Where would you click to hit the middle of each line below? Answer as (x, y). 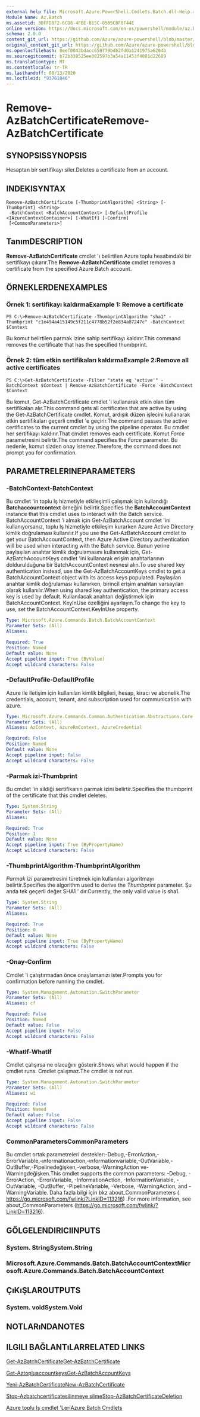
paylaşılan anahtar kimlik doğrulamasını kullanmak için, (74, 552)
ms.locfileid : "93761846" (38, 78)
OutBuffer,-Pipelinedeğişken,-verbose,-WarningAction (73, 1167)
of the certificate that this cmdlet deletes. (57, 795)
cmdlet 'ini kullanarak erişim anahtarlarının (112, 558)
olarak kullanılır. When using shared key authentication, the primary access (97, 590)
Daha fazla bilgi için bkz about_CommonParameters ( (115, 1193)
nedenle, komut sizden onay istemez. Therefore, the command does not (94, 446)
